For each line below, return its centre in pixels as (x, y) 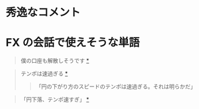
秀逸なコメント (43, 12)
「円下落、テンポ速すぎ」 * (55, 100)
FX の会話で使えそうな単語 (73, 43)
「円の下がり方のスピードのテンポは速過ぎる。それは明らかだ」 (116, 86)
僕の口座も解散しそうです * (55, 61)
